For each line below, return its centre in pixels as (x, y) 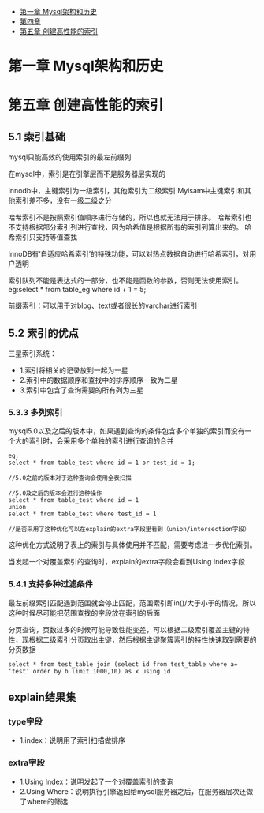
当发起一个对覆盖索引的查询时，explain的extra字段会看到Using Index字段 (127, 562)
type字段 (25, 721)
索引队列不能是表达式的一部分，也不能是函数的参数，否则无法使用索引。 (125, 281)
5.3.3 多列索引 (35, 412)
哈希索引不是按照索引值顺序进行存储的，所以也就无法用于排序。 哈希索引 (126, 217)
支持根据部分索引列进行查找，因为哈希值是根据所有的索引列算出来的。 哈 (133, 227)
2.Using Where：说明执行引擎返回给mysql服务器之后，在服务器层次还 (133, 791)
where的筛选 (47, 801)
